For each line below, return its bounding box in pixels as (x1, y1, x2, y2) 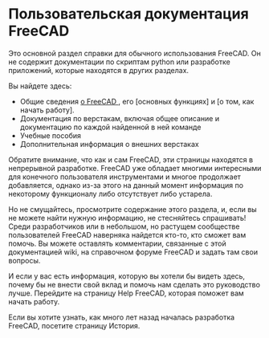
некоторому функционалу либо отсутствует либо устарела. (8, 189, 213, 198)
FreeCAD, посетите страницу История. (8, 320, 141, 330)
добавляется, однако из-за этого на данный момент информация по (8, 180, 243, 189)
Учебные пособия (19, 130, 82, 140)
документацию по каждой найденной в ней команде (19, 122, 202, 132)
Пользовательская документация (8, 5, 249, 23)
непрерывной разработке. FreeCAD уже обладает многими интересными (8, 163, 262, 173)
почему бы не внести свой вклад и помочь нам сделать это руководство (8, 279, 261, 289)
